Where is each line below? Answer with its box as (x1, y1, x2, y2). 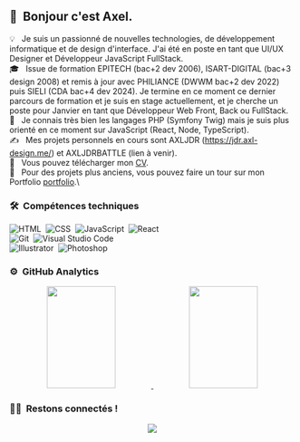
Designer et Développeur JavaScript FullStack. (9, 53, 184, 63)
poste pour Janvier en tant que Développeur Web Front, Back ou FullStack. (9, 105, 289, 116)
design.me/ (9, 147, 52, 159)
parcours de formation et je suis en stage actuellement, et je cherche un (9, 95, 279, 106)
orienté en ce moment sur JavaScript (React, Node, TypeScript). (9, 124, 249, 135)
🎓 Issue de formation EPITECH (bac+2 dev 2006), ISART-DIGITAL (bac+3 (9, 62, 292, 73)
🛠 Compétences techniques (9, 199, 140, 212)
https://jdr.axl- (204, 134, 258, 145)
